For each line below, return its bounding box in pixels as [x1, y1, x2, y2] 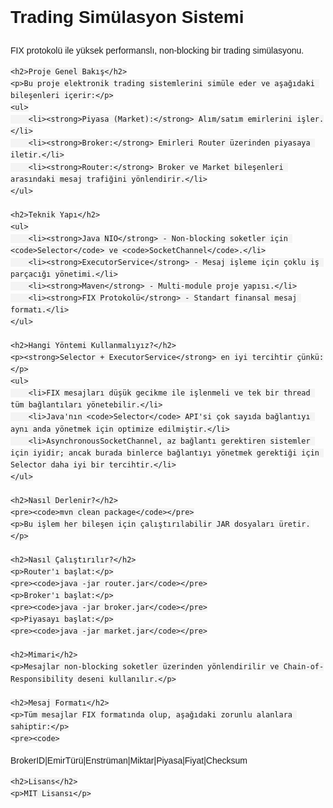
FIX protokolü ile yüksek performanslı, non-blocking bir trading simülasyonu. [10, 44, 305, 56]
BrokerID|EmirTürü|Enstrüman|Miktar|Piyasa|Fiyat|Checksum [10, 754, 248, 766]
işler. [296, 114, 325, 125]
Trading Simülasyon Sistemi [10, 7, 245, 28]
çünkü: [296, 353, 325, 363]
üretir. [278, 519, 311, 529]
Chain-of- [283, 662, 325, 672]
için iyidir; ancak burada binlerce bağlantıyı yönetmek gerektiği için [10, 448, 320, 458]
